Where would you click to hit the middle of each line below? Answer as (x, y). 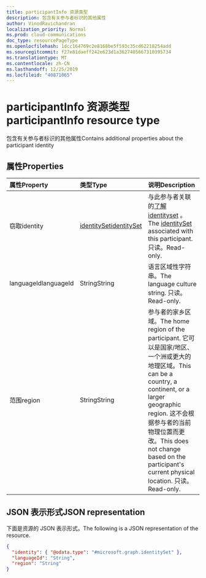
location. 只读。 (170, 481)
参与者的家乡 (166, 312)
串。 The (160, 276)
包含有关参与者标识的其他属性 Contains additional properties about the (95, 138)
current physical (171, 472)
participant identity (30, 146)
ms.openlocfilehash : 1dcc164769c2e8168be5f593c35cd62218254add (89, 47)
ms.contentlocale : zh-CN (38, 63)
